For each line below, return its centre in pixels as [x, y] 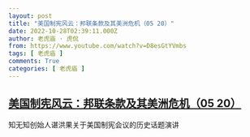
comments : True [34, 62]
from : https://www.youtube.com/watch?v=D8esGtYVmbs [97, 46]
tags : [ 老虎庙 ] [36, 54]
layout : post [30, 16]
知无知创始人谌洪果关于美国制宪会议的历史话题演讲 [94, 124]
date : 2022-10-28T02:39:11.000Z [63, 31]
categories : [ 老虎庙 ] [47, 69]
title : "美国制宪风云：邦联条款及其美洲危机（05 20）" [91, 24]
